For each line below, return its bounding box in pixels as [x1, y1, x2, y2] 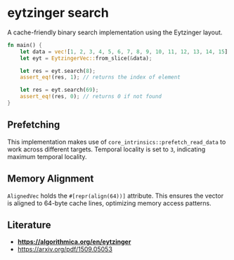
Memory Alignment [7, 173, 94, 185]
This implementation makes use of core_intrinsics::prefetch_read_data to [7, 137, 226, 146]
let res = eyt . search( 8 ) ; [20, 67, 96, 74]
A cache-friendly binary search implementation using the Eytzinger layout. [7, 28, 223, 36]
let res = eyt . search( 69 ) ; [20, 86, 99, 94]
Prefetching [7, 119, 60, 131]
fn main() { [7, 41, 42, 48]
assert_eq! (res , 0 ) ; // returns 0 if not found [20, 93, 162, 100]
